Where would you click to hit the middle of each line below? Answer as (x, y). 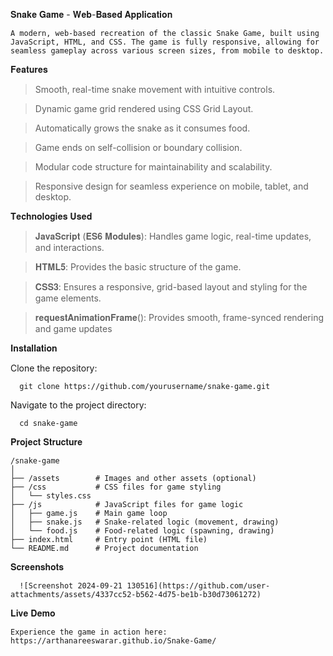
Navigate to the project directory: (78, 405)
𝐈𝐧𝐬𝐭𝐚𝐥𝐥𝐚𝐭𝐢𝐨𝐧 (34, 348)
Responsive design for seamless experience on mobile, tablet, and (171, 186)
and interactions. (69, 247)
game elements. (68, 298)
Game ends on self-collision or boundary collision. (138, 147)
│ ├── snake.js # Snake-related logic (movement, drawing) (145, 522)
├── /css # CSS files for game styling (116, 487)
